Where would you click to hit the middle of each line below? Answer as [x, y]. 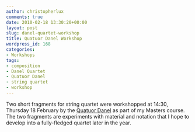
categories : [20, 50]
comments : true [25, 17]
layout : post [22, 28]
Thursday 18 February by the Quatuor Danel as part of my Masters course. [95, 110]
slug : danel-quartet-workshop [43, 33]
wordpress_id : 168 [28, 44]
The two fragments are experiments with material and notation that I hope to [98, 116]
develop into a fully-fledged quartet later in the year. [69, 123]
